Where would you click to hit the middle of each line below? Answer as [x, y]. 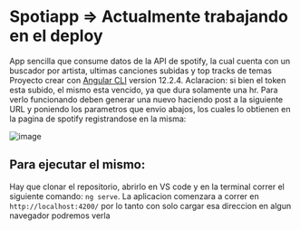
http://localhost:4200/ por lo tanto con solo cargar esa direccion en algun [150, 206]
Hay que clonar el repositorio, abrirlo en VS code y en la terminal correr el [147, 187]
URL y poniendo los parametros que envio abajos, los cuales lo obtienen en [150, 109]
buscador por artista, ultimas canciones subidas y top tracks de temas [140, 71]
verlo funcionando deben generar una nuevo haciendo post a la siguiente [146, 99]
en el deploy [56, 36]
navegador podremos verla [60, 216]
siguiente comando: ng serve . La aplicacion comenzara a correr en [135, 196]
